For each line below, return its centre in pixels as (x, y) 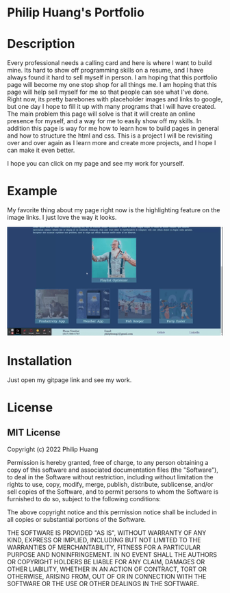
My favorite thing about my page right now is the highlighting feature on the (114, 210)
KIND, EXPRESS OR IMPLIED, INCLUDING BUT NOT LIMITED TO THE (104, 540)
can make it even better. (41, 150)
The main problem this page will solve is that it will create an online (101, 114)
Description (41, 44)
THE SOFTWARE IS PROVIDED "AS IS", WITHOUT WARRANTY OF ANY (107, 533)
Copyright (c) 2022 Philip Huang (53, 449)
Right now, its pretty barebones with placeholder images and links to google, (115, 99)
